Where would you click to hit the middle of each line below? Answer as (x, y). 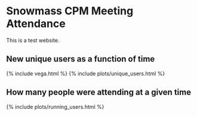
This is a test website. (33, 40)
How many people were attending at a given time (99, 92)
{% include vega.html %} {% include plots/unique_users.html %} (86, 74)
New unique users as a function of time (81, 59)
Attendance (36, 24)
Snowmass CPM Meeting (70, 11)
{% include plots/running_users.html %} (55, 106)
